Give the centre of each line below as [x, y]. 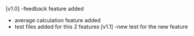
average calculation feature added [57, 20]
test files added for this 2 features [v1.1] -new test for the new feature [101, 27]
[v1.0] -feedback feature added [45, 9]
